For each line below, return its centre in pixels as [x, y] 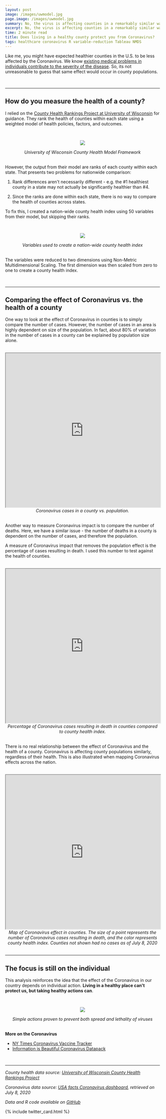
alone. [12, 341]
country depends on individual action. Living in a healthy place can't [75, 986]
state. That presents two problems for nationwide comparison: [68, 172]
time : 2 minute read [26, 33]
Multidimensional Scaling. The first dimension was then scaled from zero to [81, 265]
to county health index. [83, 732]
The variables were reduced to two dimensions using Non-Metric [71, 260]
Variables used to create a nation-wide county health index [83, 245]
